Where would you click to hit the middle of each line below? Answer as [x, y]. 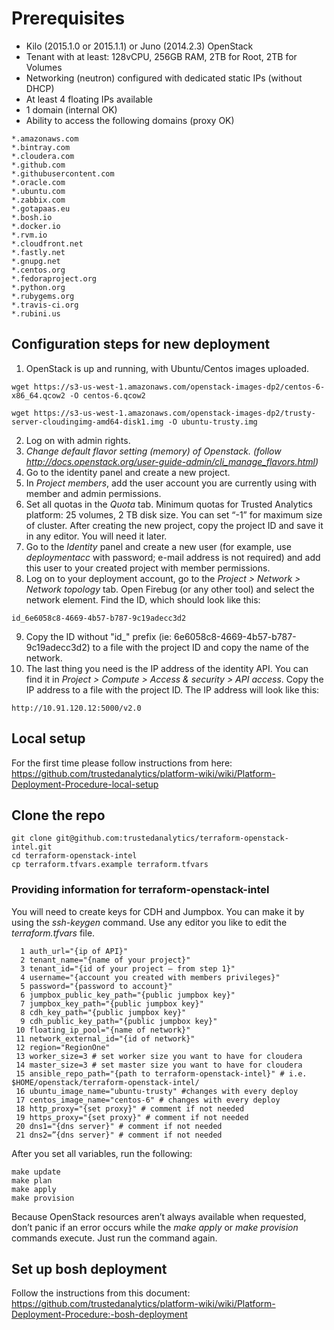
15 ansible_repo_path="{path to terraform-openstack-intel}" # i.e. [161, 1073]
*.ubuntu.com [38, 191]
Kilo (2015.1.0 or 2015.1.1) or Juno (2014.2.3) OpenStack [139, 46]
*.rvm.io [29, 235]
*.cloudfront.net [47, 243]
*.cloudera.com [43, 156]
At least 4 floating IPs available [89, 99]
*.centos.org [38, 270]
